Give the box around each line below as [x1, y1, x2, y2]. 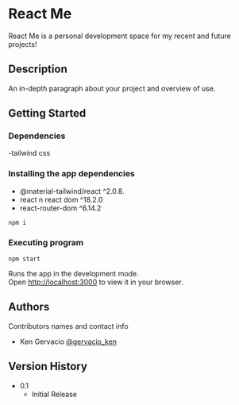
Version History [8, 360, 87, 373]
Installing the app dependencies [8, 168, 135, 179]
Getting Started [8, 106, 87, 120]
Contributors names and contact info [8, 321, 129, 330]
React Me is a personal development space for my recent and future [8, 31, 232, 40]
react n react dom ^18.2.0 [19, 195, 103, 204]
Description [8, 63, 67, 76]
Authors [8, 300, 50, 314]
